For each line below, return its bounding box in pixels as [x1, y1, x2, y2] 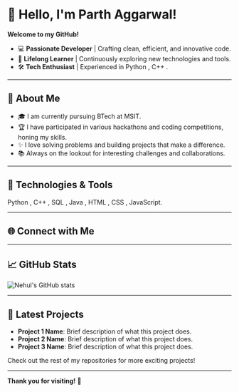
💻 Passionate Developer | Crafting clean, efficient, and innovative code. [17, 44, 231, 53]
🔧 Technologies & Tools [7, 179, 113, 191]
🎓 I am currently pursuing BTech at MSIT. [17, 112, 142, 120]
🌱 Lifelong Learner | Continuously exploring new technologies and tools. [17, 54, 231, 63]
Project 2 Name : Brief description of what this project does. [17, 335, 193, 343]
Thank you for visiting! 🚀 [7, 377, 82, 385]
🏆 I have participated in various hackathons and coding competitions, [17, 123, 224, 131]
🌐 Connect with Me [7, 225, 95, 237]
